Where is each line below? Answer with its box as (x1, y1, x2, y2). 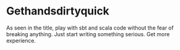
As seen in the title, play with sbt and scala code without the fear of (6, 24, 174, 31)
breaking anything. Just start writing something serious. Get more (6, 30, 170, 37)
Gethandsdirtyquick (6, 4, 110, 18)
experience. (6, 37, 36, 44)
